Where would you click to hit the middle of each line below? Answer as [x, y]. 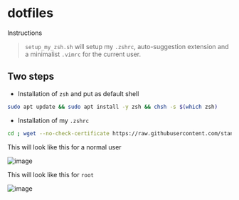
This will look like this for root [51, 174]
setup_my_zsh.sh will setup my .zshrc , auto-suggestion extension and [127, 46]
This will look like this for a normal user [65, 147]
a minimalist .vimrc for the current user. [83, 54]
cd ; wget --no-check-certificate [59, 133]
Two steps [31, 77]
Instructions [25, 33]
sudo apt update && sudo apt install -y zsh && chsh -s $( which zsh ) [113, 107]
